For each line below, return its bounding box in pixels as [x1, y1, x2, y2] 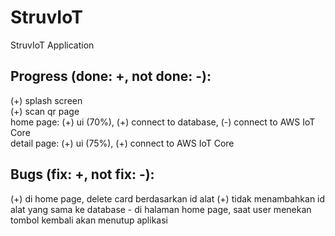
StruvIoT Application [10, 39, 95, 51]
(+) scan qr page [10, 105, 80, 117]
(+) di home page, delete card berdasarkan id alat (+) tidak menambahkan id [10, 192, 326, 205]
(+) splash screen [10, 94, 83, 106]
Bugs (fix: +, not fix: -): [10, 166, 155, 183]
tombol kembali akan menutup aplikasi [10, 214, 168, 226]
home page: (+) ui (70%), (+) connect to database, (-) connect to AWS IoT [10, 116, 316, 128]
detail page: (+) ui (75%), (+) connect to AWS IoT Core [10, 137, 235, 149]
